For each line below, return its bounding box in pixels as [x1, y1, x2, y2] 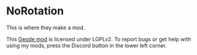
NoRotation [6, 4, 64, 18]
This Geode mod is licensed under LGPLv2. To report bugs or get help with [6, 35, 191, 42]
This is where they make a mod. [6, 24, 85, 31]
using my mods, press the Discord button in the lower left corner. [6, 42, 167, 49]
